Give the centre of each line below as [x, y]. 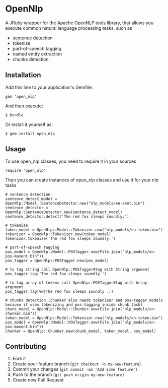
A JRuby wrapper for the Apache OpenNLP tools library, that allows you [79, 23]
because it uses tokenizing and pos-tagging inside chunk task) [74, 305]
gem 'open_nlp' [21, 96]
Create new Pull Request [38, 380]
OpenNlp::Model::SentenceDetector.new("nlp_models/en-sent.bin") [75, 203]
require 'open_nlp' [26, 170]
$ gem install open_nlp [30, 134]
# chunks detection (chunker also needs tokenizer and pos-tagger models [84, 300]
